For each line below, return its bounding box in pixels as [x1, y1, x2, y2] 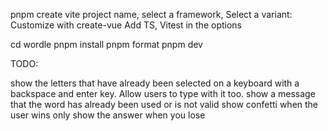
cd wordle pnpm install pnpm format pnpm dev [10, 39, 203, 50]
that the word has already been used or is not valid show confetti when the [10, 99, 319, 110]
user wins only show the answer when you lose [10, 109, 206, 121]
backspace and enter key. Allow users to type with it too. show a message [10, 88, 316, 99]
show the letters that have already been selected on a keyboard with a [10, 77, 300, 89]
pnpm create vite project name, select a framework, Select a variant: [10, 9, 293, 20]
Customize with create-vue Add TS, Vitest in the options [10, 19, 242, 31]
